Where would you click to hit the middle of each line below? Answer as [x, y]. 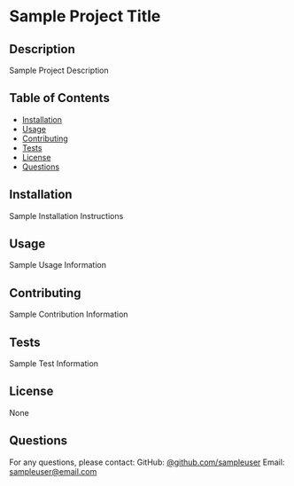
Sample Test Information [54, 364]
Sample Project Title [85, 16]
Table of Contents [60, 98]
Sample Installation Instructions [66, 216]
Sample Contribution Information [69, 314]
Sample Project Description [59, 70]
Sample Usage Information [58, 265]
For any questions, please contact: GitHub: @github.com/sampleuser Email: [147, 462]
